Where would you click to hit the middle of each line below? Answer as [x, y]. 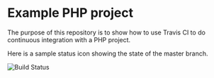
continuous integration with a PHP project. [69, 39]
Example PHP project [70, 13]
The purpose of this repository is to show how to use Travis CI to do [106, 32]
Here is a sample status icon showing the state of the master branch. [108, 53]
